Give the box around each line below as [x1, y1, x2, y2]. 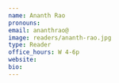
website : [8, 56, 37, 64]
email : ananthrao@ [8, 26, 69, 34]
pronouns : [8, 19, 41, 27]
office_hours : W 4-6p [8, 48, 80, 56]
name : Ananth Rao [8, 11, 66, 20]
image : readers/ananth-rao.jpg [8, 33, 112, 42]
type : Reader [8, 41, 52, 49]
